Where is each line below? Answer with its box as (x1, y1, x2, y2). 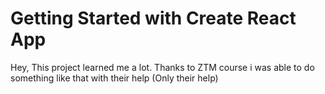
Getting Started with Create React (10, 7, 297, 30)
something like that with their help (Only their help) (10, 72, 219, 84)
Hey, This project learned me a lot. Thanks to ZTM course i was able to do (10, 61, 315, 73)
